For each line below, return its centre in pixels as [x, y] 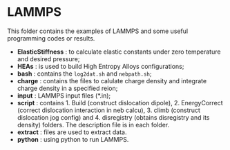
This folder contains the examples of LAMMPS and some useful [98, 31]
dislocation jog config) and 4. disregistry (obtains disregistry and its [113, 117]
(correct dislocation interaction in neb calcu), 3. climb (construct [108, 110]
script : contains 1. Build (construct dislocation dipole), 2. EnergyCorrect [120, 103]
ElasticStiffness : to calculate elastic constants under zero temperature [119, 52]
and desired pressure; [48, 58]
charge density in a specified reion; [67, 88]
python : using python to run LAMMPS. [73, 139]
